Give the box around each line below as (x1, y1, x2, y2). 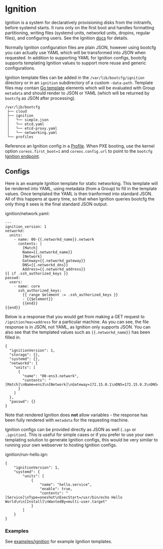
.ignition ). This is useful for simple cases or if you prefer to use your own (5, 432, 154, 438)
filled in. (5, 334, 21, 340)
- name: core (14, 284, 40, 289)
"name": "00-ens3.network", (22, 373, 79, 378)
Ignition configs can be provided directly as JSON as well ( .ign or (5, 426, 136, 432)
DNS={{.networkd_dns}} (22, 262, 68, 267)
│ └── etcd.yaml (7, 122, 45, 127)
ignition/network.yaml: (5, 210, 50, 216)
